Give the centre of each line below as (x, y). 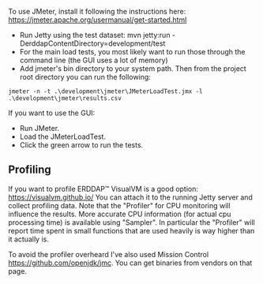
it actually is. (28, 239)
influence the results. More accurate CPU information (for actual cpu (120, 214)
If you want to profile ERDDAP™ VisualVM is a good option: (103, 189)
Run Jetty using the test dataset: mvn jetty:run (95, 35)
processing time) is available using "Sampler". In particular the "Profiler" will (131, 222)
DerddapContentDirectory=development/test (92, 43)
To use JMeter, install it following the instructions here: (97, 11)
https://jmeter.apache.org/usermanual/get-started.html (98, 20)
